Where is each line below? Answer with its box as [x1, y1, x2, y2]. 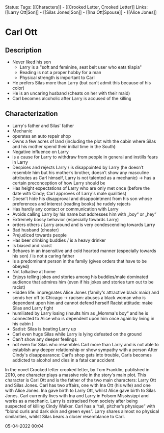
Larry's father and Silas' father [12, 123, 74, 128]
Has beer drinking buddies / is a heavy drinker [12, 237, 106, 243]
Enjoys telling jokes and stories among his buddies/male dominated [12, 274, 149, 280]
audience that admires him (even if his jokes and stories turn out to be [12, 279, 154, 285]
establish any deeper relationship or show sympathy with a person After [12, 347, 158, 353]
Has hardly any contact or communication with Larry [12, 206, 119, 212]
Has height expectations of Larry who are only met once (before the [12, 185, 150, 191]
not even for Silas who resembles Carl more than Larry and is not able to [12, 341, 159, 347]
